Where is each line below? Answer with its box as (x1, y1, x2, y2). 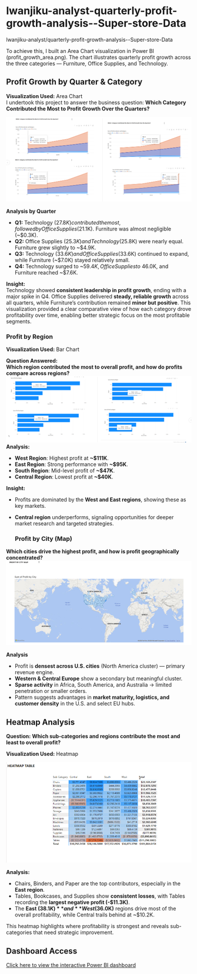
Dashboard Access (6, 946, 78, 956)
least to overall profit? (6, 739, 61, 746)
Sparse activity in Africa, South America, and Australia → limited (14, 681, 172, 688)
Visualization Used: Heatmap (6, 750, 78, 757)
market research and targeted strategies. (14, 520, 114, 527)
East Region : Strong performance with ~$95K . (14, 461, 128, 468)
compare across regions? (6, 369, 70, 377)
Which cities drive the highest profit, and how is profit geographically (6, 548, 179, 555)
